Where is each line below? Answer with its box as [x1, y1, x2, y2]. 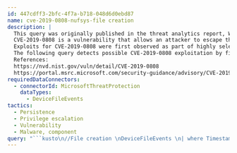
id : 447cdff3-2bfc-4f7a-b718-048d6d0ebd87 [7, 10, 134, 18]
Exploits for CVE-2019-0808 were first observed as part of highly [13, 43, 217, 50]
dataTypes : [20, 89, 52, 96]
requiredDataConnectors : [7, 75, 80, 83]
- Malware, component [13, 128, 78, 135]
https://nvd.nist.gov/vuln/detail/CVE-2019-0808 [13, 63, 159, 70]
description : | [7, 23, 52, 30]
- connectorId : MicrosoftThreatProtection [13, 82, 140, 90]
